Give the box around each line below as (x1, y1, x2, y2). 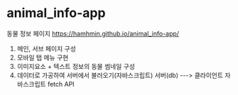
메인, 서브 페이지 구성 (16, 44, 76, 52)
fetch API (48, 79, 75, 88)
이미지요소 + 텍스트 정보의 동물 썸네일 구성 (16, 62, 136, 70)
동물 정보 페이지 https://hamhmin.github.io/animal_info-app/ (6, 29, 179, 38)
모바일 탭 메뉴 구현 (16, 53, 69, 62)
